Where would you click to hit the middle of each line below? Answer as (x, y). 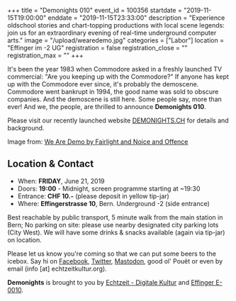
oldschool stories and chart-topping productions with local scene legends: (116, 25)
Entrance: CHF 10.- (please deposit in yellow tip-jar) (94, 196)
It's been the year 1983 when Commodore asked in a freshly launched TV (114, 69)
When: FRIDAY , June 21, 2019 (61, 181)
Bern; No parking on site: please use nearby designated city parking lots (113, 225)
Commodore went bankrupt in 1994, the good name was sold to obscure (113, 92)
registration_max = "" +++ (45, 55)
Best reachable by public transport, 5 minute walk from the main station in (115, 217)
